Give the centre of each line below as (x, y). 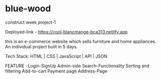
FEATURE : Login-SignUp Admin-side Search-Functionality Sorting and (77, 66)
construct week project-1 (30, 22)
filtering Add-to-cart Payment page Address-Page (56, 71)
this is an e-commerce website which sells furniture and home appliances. (81, 41)
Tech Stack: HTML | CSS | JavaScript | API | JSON (56, 56)
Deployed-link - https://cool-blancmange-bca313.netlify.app (66, 32)
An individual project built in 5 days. (41, 46)
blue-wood (28, 9)
